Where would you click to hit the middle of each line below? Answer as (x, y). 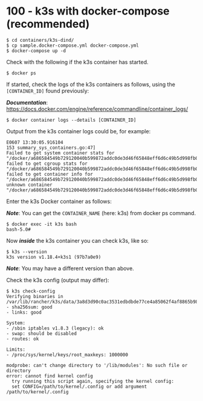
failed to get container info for (50, 174)
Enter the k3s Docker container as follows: (59, 201)
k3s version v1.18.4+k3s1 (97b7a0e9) (54, 257)
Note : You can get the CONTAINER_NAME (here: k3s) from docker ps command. (101, 213)
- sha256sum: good (29, 307)
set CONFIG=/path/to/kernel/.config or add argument (79, 386)
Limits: (16, 350)
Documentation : (27, 102)
